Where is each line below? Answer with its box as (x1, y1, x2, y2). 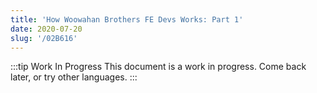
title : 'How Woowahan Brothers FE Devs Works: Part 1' (10, 14, 244, 25)
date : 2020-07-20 (10, 24, 83, 34)
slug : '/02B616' (10, 33, 78, 43)
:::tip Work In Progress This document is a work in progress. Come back (10, 61, 307, 73)
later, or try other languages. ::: (10, 71, 138, 83)
